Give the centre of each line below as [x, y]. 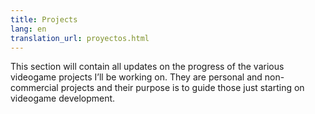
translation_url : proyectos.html [80, 38]
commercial [34, 88]
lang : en [28, 29]
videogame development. [63, 98]
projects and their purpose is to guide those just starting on [182, 88]
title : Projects [44, 19]
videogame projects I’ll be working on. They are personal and [136, 77]
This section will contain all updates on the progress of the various [147, 67]
